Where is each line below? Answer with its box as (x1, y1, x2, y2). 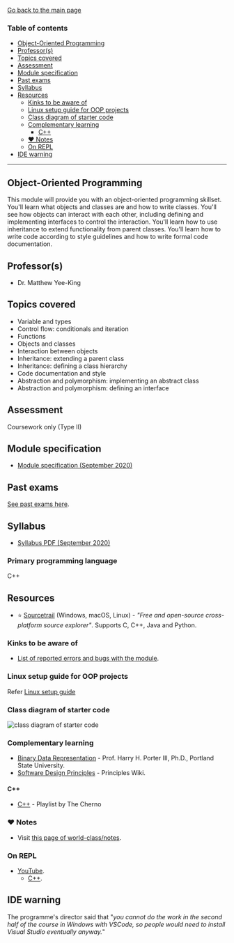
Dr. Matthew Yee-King (17, 278, 81, 286)
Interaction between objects (17, 346, 98, 355)
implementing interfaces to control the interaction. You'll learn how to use (7, 217, 218, 226)
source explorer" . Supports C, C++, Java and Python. (43, 621, 197, 629)
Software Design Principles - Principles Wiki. (17, 769, 146, 777)
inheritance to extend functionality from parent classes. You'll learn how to (7, 225, 221, 233)
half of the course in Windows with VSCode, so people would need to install (7, 920, 226, 928)
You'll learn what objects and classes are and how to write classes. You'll (7, 203, 217, 211)
